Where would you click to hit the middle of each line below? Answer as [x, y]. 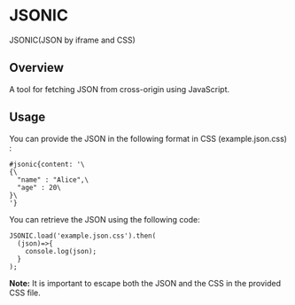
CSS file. [25, 293]
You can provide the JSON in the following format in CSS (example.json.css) [148, 138]
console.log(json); [61, 251]
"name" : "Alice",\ [53, 180]
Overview [37, 68]
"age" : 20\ [39, 187]
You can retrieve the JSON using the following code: [105, 219]
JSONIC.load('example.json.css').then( [83, 236]
